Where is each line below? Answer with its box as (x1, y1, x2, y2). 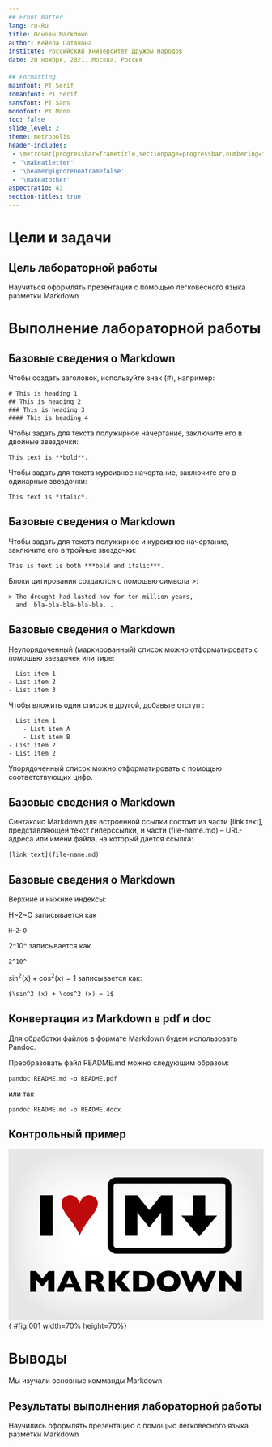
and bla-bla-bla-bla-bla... (15, 601, 114, 609)
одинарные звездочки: (8, 477, 87, 486)
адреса (8, 834, 34, 844)
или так (8, 1089, 35, 1098)
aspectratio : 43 (8, 184, 63, 192)
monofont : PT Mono (8, 107, 70, 115)
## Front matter (8, 13, 63, 21)
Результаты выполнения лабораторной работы (8, 1399, 261, 1413)
